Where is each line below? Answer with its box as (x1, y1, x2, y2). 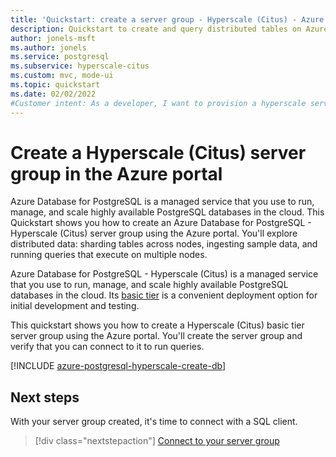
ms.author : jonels (10, 42, 87, 53)
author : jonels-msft (10, 33, 97, 43)
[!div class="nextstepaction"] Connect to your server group (34, 435, 280, 447)
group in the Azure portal (10, 162, 223, 185)
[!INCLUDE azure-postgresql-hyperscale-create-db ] (10, 360, 227, 372)
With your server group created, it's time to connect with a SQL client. (10, 416, 298, 428)
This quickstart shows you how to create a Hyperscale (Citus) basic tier (10, 319, 305, 331)
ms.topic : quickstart (10, 80, 101, 90)
